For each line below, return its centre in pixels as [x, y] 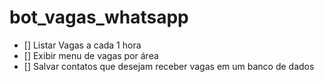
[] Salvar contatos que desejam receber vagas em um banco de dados [169, 66]
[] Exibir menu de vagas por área [91, 55]
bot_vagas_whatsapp [99, 17]
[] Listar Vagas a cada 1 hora [82, 45]
